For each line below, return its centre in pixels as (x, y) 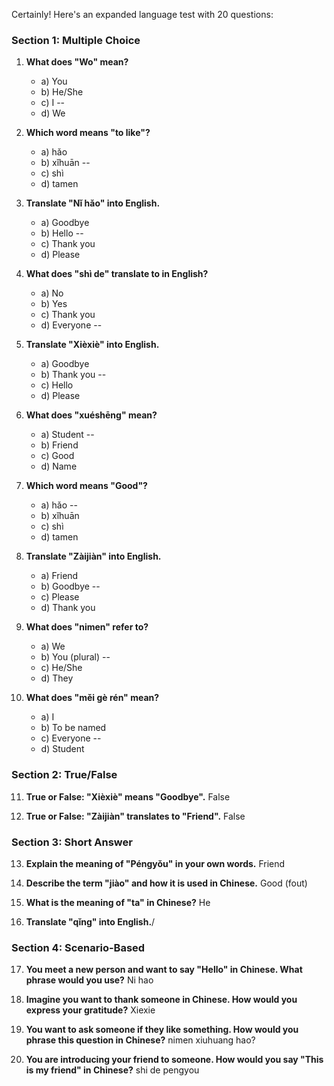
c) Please (60, 597)
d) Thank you (68, 608)
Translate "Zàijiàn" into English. (93, 556)
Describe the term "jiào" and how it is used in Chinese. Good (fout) (166, 883)
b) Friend (59, 445)
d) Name (59, 466)
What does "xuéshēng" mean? (91, 415)
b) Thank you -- (73, 375)
